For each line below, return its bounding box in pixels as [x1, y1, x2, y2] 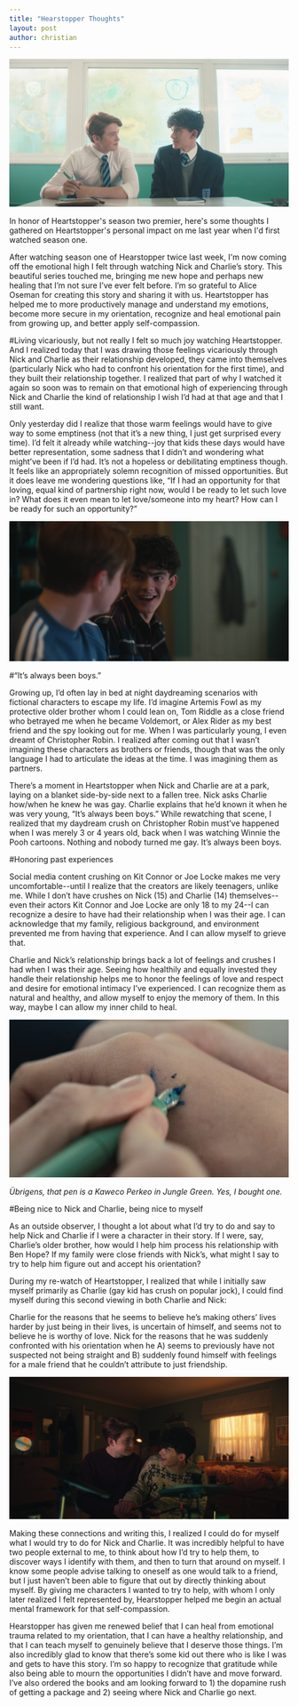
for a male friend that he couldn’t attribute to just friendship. [9, 1358, 228, 1369]
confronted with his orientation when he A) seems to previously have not [9, 1340, 275, 1350]
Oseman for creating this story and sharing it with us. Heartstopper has [9, 290, 269, 300]
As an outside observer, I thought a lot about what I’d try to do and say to [9, 1221, 276, 1231]
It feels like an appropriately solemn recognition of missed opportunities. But [9, 466, 288, 477]
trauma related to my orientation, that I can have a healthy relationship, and [9, 1630, 284, 1641]
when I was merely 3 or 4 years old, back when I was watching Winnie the [9, 828, 281, 838]
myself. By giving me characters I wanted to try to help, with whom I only [9, 1585, 275, 1596]
